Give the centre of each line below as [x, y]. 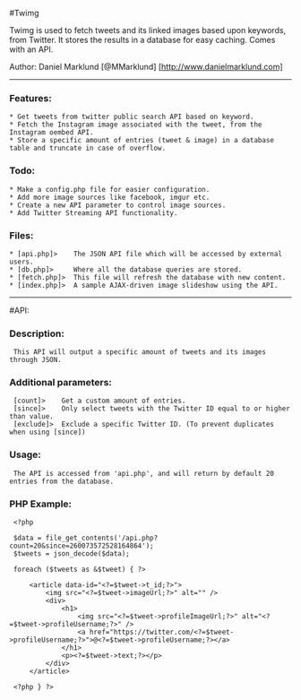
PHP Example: [41, 504]
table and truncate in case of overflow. [88, 148]
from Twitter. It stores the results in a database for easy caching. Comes [142, 40]
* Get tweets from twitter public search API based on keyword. [132, 117]
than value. [31, 417]
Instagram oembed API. [52, 133]
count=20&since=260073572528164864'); [82, 546]
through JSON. [36, 360]
